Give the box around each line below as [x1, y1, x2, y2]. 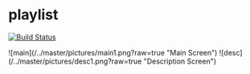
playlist [8, 6, 59, 24]
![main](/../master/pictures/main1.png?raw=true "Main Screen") [8, 47, 218, 57]
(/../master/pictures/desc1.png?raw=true [8, 56, 142, 66]
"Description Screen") [143, 56, 217, 66]
